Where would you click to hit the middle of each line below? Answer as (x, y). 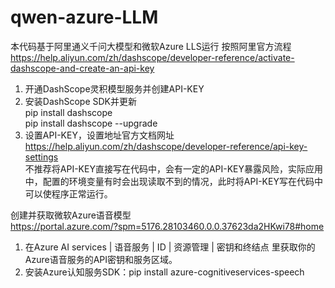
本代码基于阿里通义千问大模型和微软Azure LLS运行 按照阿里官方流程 (151, 46)
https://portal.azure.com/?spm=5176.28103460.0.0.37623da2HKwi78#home (167, 226)
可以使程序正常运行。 (68, 193)
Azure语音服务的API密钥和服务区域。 (101, 259)
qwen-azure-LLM (84, 17)
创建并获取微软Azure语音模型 (71, 215)
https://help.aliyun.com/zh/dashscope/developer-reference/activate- (152, 57)
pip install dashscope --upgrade (91, 123)
